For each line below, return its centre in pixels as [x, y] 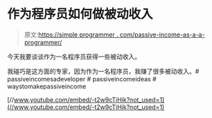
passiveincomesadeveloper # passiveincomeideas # [82, 79]
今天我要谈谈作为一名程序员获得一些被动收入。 [74, 57]
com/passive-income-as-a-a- [162, 35]
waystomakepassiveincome [47, 86]
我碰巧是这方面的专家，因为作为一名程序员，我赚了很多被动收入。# [103, 71]
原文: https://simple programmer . [71, 35]
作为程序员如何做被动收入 [80, 14]
